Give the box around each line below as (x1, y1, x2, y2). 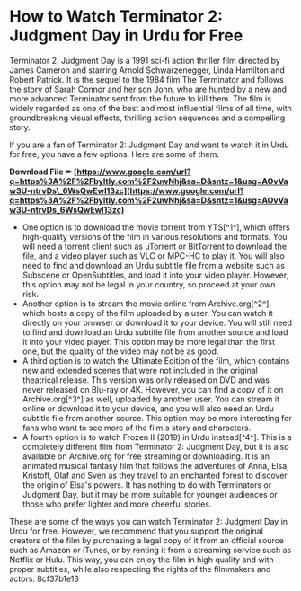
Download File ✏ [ (9, 166, 77, 177)
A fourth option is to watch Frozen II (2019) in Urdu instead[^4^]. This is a (22, 431, 292, 442)
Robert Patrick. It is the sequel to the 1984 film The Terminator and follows (9, 74, 285, 84)
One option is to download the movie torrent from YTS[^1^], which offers (22, 222, 290, 233)
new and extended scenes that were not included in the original (22, 365, 258, 375)
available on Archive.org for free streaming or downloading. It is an (22, 451, 270, 462)
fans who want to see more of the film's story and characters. (22, 422, 252, 433)
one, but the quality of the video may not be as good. (22, 346, 219, 357)
